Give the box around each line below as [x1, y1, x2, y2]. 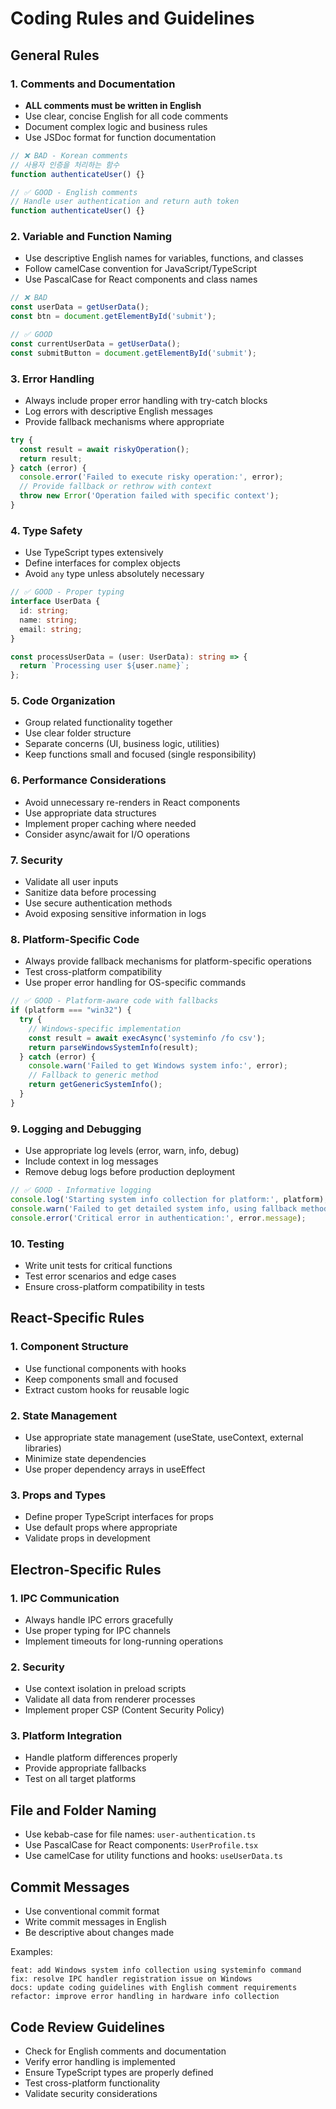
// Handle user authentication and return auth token [10, 197, 240, 207]
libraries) [24, 1442, 62, 1454]
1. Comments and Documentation [10, 77, 176, 91]
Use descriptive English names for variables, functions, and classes [24, 252, 304, 264]
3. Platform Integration [10, 1729, 123, 1743]
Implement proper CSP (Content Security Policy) [24, 1704, 225, 1716]
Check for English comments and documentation [24, 2045, 227, 2057]
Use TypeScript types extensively [24, 547, 164, 559]
